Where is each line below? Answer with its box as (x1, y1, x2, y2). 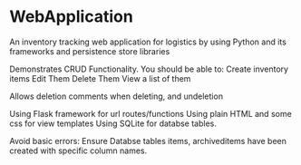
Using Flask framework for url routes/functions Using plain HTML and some (9, 108, 292, 119)
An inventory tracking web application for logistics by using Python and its (9, 36, 287, 47)
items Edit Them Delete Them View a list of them (9, 73, 191, 83)
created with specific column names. (9, 145, 148, 156)
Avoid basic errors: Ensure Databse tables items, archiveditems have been (9, 135, 287, 146)
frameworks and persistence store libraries (9, 45, 170, 56)
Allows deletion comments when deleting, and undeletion (9, 91, 224, 102)
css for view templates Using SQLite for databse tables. (9, 118, 218, 129)
